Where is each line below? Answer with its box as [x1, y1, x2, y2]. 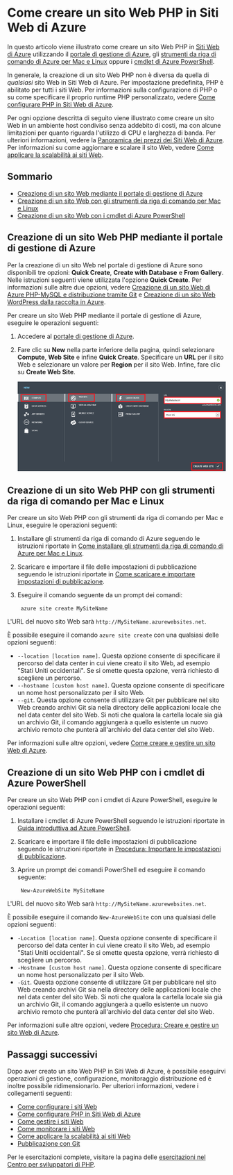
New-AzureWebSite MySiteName [20, 887, 105, 894]
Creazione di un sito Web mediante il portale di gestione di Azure [17, 189, 203, 197]
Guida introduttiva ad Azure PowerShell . [17, 824, 132, 833]
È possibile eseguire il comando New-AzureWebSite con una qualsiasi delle [7, 913, 216, 922]
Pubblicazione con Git [17, 1140, 80, 1148]
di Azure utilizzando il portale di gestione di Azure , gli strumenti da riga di [7, 50, 216, 58]
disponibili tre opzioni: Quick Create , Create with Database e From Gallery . [7, 268, 224, 276]
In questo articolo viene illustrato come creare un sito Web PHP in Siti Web [7, 42, 220, 51]
